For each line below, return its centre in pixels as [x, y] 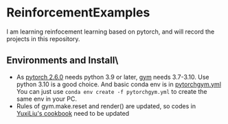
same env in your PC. [46, 99]
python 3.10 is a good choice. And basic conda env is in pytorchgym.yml [118, 84]
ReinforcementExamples [78, 13]
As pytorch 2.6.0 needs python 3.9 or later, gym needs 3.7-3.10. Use [113, 77]
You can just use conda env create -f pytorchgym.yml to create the [112, 91]
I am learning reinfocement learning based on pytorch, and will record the [111, 32]
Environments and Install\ [62, 61]
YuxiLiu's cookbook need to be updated [73, 113]
